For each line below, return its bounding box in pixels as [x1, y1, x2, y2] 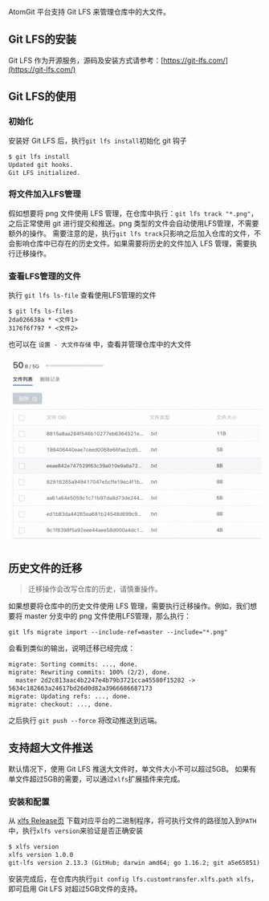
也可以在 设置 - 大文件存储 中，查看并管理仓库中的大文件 [8, 339, 192, 349]
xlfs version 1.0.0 [8, 851, 74, 859]
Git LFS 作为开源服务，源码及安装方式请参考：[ [8, 55, 164, 65]
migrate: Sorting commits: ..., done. [8, 660, 138, 668]
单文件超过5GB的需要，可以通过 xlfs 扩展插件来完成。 [8, 773, 185, 784]
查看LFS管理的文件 [8, 270, 82, 282]
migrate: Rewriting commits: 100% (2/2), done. [8, 668, 171, 676]
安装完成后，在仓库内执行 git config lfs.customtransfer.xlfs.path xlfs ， [8, 874, 259, 884]
